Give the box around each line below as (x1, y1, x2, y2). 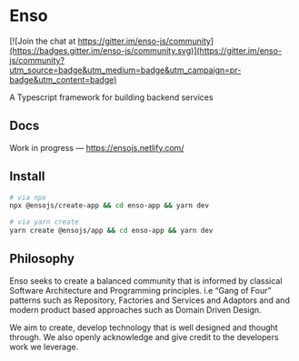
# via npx (9, 193, 47, 202)
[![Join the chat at (9, 35, 76, 46)
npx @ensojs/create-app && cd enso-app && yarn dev (9, 201, 209, 210)
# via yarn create (9, 217, 79, 227)
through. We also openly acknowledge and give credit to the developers (9, 331, 279, 342)
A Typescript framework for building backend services (9, 92, 214, 103)
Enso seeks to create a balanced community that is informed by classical (9, 275, 283, 286)
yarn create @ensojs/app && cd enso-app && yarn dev (9, 226, 214, 236)
